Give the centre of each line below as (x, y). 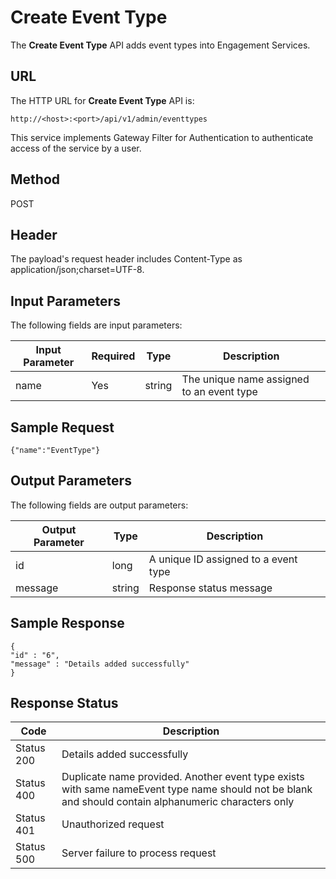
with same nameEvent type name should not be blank (187, 789)
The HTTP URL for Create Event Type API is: (102, 100)
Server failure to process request (139, 853)
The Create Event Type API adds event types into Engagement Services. (160, 45)
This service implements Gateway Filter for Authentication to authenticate (162, 137)
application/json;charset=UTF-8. (77, 270)
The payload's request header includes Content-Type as (126, 259)
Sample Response (67, 623)
